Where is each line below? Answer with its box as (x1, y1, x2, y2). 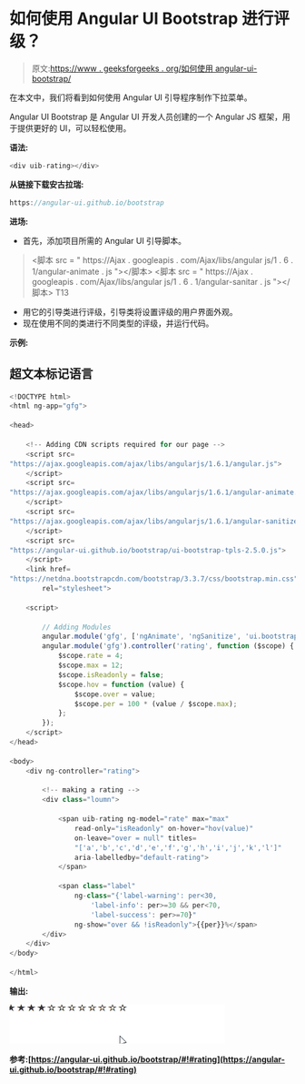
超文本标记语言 (9, 366, 93, 382)
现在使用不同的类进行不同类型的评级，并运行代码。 (22, 318, 214, 329)
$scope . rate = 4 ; (57, 652, 124, 661)
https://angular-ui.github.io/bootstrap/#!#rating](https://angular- (30, 1053, 286, 1065)
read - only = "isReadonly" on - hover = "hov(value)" (74, 824, 254, 833)
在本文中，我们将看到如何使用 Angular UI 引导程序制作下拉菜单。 (9, 92, 252, 103)
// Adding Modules (42, 623, 112, 632)
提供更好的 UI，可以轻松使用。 (16, 122, 132, 133)
